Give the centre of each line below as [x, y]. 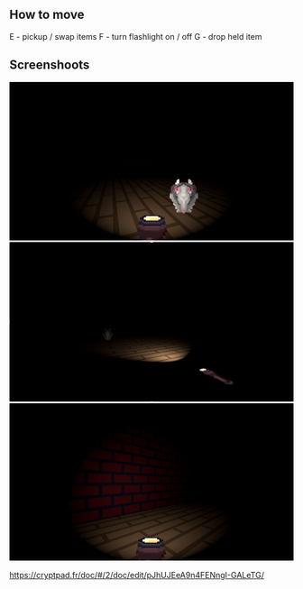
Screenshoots [50, 65]
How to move [47, 15]
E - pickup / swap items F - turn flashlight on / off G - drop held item [136, 36]
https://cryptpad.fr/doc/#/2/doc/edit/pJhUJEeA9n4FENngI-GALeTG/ [137, 575]
